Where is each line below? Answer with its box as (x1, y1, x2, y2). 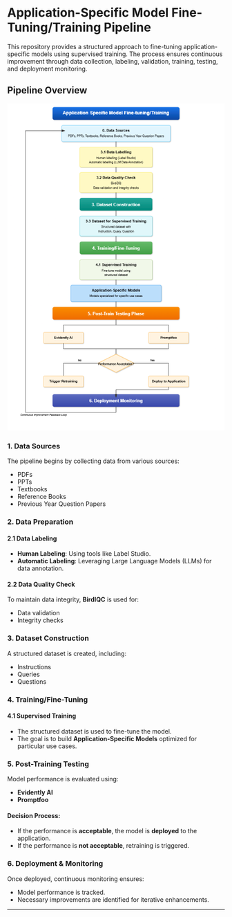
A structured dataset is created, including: (7, 649, 126, 657)
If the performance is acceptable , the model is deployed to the (17, 827, 197, 835)
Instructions (17, 662, 52, 671)
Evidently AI (17, 788, 53, 797)
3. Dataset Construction (7, 633, 90, 643)
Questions (17, 677, 47, 686)
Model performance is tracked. (17, 888, 106, 896)
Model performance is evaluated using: (7, 775, 119, 783)
